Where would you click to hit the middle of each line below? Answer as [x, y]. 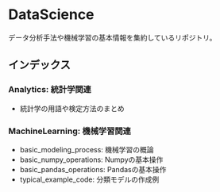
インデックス [40, 65]
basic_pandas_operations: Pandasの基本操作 [93, 169]
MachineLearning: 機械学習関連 [69, 131]
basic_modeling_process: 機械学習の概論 [87, 149]
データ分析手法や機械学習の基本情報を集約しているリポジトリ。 [112, 37]
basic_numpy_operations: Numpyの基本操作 [91, 159]
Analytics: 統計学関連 [50, 90]
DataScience [51, 15]
